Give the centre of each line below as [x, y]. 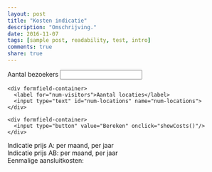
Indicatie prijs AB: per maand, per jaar [63, 153]
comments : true [30, 47]
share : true [25, 54]
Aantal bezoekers [33, 74]
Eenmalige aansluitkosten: [46, 160]
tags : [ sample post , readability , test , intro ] [79, 41]
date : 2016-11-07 [33, 34]
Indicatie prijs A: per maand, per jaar [60, 145]
